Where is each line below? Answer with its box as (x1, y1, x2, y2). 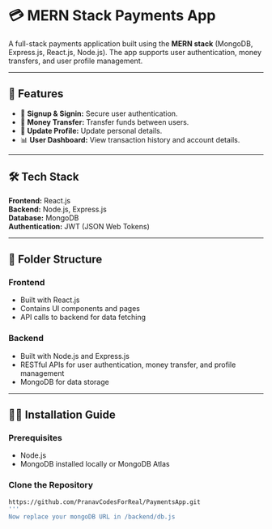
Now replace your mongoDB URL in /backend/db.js (8, 513, 176, 521)
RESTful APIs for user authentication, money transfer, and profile (19, 360, 236, 369)
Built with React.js (19, 295, 80, 305)
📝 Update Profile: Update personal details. (19, 126, 163, 135)
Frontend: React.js (8, 195, 71, 205)
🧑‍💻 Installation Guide (8, 407, 116, 421)
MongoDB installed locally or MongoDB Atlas (19, 459, 170, 469)
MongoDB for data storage (19, 377, 109, 386)
